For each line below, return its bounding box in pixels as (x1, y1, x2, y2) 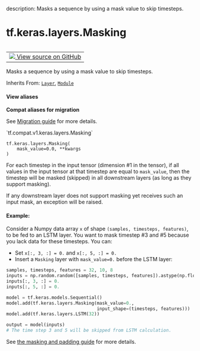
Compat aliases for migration (6, 106, 80, 114)
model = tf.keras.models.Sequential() (6, 294, 102, 300)
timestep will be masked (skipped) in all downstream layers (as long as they (6, 174, 192, 181)
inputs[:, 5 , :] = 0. (6, 284, 60, 290)
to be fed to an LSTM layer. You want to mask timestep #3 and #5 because (6, 231, 189, 239)
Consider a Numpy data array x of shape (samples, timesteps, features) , (6, 225, 189, 233)
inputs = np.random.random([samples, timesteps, (6, 273, 129, 279)
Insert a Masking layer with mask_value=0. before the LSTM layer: (14, 256, 173, 263)
